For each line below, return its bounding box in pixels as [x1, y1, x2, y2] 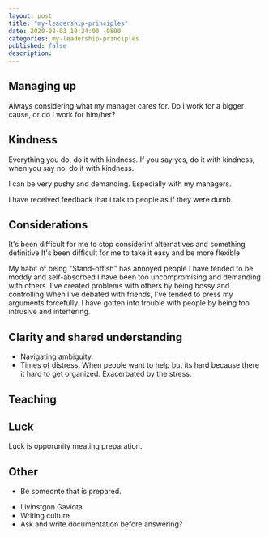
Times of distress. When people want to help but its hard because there [19, 360, 260, 370]
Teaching [8, 392, 57, 406]
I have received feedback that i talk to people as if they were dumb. [8, 194, 233, 204]
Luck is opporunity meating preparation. [8, 441, 143, 451]
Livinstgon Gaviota [19, 502, 83, 512]
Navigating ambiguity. [19, 352, 93, 361]
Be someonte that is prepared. [19, 487, 122, 497]
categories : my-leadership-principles [8, 34, 139, 43]
